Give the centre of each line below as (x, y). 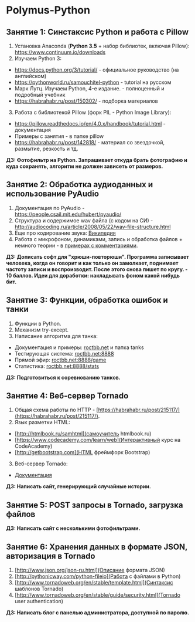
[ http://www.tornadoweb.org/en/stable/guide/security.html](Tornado (97, 595)
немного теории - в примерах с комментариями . (76, 245)
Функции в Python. (38, 323)
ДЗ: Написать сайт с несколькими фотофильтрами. (73, 528)
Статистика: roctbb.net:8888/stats (57, 366)
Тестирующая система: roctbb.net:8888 (64, 353)
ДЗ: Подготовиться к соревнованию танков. (64, 377)
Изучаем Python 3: (38, 58)
